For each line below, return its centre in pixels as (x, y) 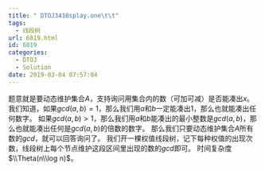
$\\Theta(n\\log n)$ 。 (43, 158)
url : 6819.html (33, 38)
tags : (17, 23)
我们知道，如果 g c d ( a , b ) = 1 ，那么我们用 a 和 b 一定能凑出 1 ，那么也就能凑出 (129, 108)
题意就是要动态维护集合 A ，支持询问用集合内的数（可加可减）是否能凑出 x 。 (131, 98)
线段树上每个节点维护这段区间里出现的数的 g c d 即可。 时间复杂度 (127, 148)
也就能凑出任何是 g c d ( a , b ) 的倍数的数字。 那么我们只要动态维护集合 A (127, 128)
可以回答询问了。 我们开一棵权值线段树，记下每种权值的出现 (148, 138)
